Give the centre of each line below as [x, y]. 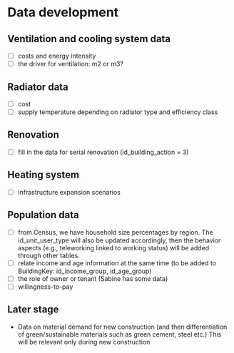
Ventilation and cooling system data [89, 39]
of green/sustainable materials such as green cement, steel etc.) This [119, 334]
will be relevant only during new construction [84, 342]
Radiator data [38, 87]
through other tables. [49, 255]
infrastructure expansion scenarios [69, 192]
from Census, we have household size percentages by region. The [115, 232]
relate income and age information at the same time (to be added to [117, 263]
